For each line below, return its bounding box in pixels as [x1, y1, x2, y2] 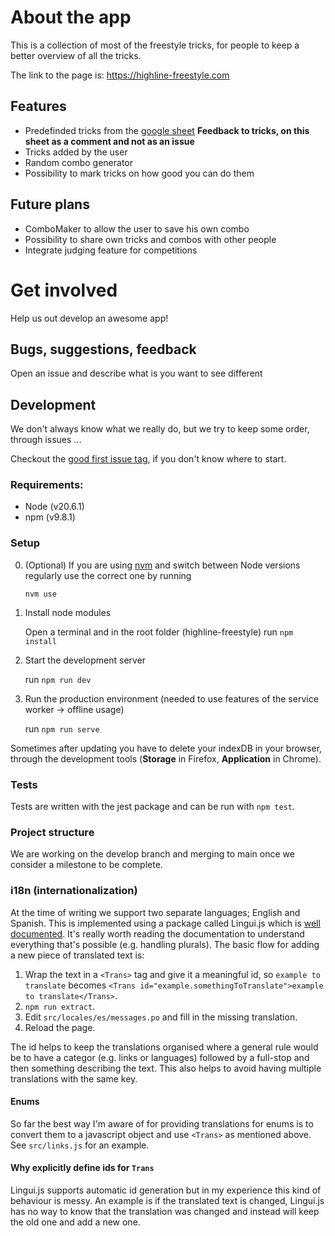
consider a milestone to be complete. [10, 859, 163, 871]
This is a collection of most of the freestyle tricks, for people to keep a [10, 39, 300, 51]
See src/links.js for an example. [10, 1139, 150, 1151]
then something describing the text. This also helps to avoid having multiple [10, 1062, 322, 1074]
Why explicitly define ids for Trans [10, 1162, 155, 1174]
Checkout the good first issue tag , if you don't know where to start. [10, 453, 287, 465]
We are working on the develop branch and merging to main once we [10, 848, 295, 860]
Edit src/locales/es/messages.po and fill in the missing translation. [24, 1011, 298, 1023]
